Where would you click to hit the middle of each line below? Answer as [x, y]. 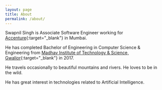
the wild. [14, 73]
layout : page [19, 10]
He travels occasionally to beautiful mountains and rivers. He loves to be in [81, 67]
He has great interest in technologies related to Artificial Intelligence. [75, 82]
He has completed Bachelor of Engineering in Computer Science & [73, 48]
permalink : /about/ [25, 19]
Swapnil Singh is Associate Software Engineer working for [64, 33]
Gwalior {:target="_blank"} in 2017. [40, 58]
